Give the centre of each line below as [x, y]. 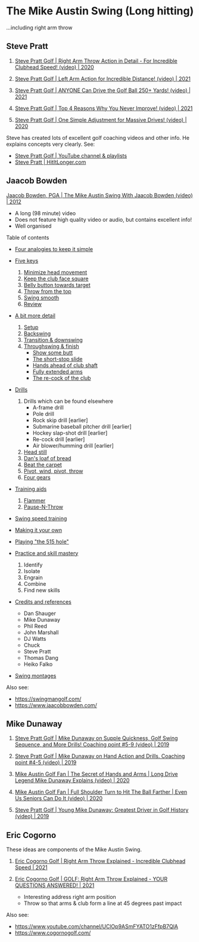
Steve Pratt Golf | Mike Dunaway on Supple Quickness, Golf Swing [96, 738]
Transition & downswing [53, 340]
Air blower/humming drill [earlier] [73, 445]
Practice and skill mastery [46, 553]
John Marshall [41, 632]
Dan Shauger [40, 613]
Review [32, 304]
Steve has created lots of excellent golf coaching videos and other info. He [98, 137]
